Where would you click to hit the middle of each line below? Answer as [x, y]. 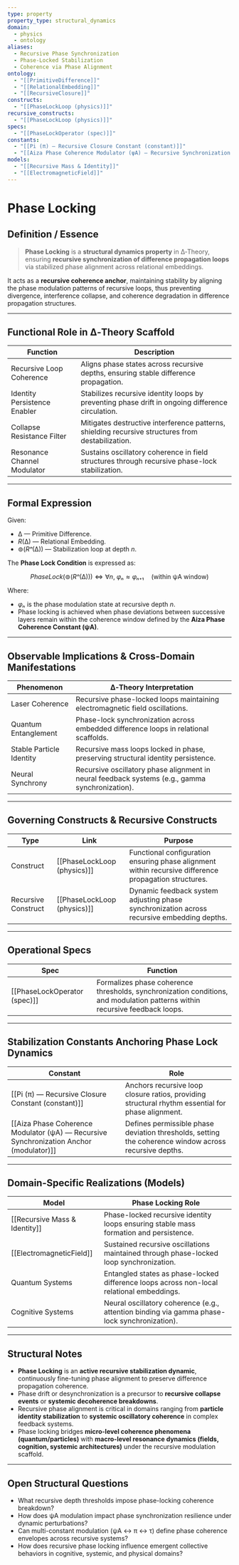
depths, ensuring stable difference [138, 373]
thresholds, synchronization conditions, [162, 991]
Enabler [24, 412]
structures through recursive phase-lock [149, 462]
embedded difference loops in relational [142, 729]
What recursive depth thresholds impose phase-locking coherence [116, 1500]
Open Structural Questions [68, 1483]
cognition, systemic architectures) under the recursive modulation [116, 1447]
